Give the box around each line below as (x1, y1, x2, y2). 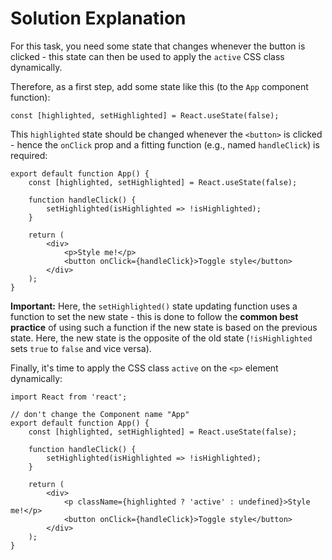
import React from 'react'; (10, 392, 128, 402)
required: (10, 149, 48, 161)
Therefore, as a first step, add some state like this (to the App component (10, 80, 309, 92)
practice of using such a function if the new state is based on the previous (10, 321, 318, 333)
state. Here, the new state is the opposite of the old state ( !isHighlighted (10, 332, 313, 344)
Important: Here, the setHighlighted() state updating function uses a (10, 300, 298, 312)
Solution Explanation (10, 7, 187, 30)
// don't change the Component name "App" (10, 409, 190, 419)
